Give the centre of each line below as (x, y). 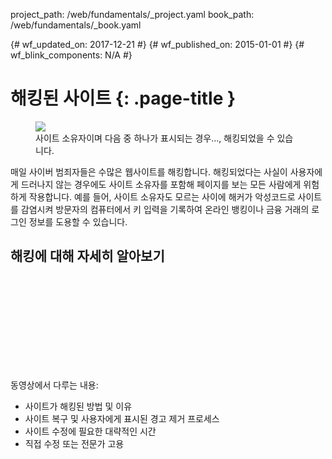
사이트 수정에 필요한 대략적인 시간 (90, 431)
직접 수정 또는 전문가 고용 (74, 443)
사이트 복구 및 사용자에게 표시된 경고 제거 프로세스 (122, 418)
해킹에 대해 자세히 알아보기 (87, 256)
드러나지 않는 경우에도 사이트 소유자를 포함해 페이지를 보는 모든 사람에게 (161, 184)
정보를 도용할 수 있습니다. (78, 221)
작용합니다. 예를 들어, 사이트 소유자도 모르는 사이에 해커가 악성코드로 (162, 196)
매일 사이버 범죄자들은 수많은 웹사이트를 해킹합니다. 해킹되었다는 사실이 (149, 171)
